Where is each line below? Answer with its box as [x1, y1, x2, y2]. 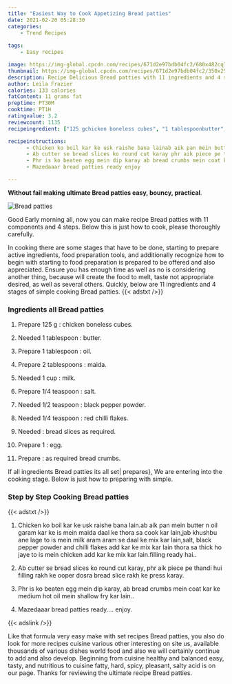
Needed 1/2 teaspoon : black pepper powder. [17, 401, 147, 409]
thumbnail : [8, 67, 39, 75]
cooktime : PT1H [8, 106, 52, 113]
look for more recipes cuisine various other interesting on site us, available [8, 640, 219, 648]
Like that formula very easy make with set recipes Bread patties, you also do [8, 632, 224, 640]
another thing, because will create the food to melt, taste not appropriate [8, 272, 214, 281]
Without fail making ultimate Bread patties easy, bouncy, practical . [8, 188, 202, 197]
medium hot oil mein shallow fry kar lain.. [17, 592, 135, 600]
